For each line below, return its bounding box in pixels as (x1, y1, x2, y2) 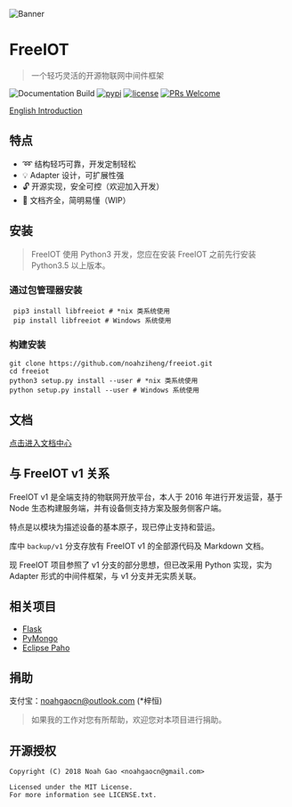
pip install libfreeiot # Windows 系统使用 (12, 316, 172, 325)
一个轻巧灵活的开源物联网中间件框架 (30, 69, 165, 80)
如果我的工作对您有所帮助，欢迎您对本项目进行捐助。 (30, 714, 227, 725)
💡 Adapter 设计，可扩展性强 (21, 169, 125, 180)
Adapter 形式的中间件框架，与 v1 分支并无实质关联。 (9, 570, 201, 581)
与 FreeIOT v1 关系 (9, 466, 109, 481)
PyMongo (21, 632, 58, 643)
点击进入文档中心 (9, 437, 72, 448)
